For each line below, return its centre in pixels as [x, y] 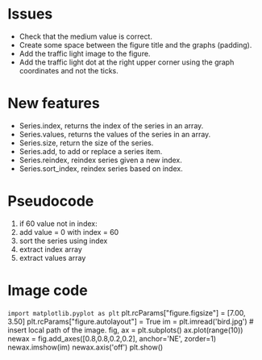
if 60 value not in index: [58, 224]
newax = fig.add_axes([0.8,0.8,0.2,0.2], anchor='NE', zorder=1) [112, 338]
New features [54, 104]
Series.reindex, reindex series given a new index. [100, 160]
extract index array [50, 249]
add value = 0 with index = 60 [69, 232]
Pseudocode [51, 201]
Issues [30, 14]
